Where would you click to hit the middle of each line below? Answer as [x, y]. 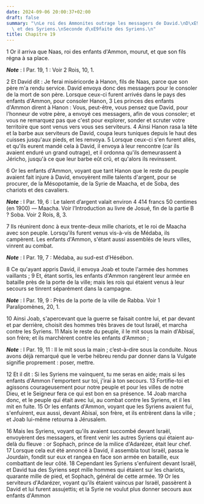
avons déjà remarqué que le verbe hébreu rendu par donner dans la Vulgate [101, 356]
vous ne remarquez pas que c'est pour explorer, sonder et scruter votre [96, 120]
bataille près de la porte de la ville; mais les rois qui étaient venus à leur [96, 282]
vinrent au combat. [30, 246]
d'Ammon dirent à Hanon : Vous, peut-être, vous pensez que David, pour [97, 107]
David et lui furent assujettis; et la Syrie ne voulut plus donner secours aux [99, 489]
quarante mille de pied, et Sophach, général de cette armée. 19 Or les [93, 476]
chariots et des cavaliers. [38, 190]
